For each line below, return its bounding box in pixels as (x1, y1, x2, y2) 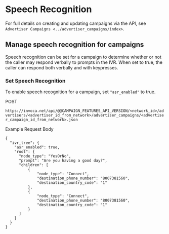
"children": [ (18, 163, 49, 168)
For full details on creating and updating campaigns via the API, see (5, 20, 146, 26)
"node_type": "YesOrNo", (18, 153, 71, 159)
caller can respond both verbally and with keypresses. (5, 64, 118, 70)
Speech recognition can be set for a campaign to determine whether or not (5, 54, 162, 60)
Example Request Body (5, 126, 54, 132)
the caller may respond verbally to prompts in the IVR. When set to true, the (5, 59, 163, 65)
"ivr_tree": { (10, 140, 39, 145)
